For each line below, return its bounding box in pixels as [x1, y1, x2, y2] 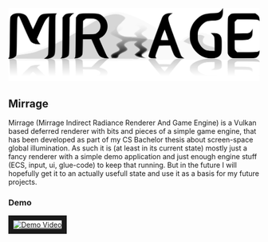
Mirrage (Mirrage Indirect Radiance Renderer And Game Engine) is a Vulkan [8, 118, 257, 127]
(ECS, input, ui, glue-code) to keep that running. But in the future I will [8, 160, 238, 170]
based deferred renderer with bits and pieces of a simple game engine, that [8, 126, 257, 135]
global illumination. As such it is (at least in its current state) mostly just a [8, 143, 247, 153]
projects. [8, 177, 37, 186]
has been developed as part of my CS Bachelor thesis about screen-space [8, 135, 254, 144]
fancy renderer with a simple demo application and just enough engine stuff [8, 151, 258, 161]
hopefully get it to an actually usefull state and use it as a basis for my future [8, 168, 259, 178]
